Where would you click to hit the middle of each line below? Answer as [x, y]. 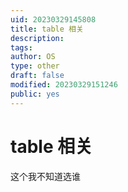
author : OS [33, 57]
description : [37, 38]
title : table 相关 [47, 29]
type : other [35, 66]
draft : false [37, 76]
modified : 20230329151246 [64, 85]
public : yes [35, 94]
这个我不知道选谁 [45, 176]
